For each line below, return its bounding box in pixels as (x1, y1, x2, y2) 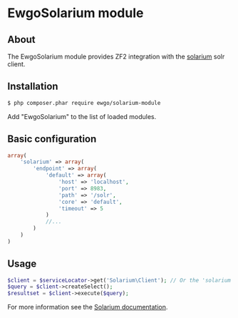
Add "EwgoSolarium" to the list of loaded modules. (7, 112, 157, 120)
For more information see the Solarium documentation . (7, 303, 168, 312)
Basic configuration (7, 133, 97, 145)
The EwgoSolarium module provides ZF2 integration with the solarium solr (7, 52, 225, 61)
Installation (7, 81, 58, 93)
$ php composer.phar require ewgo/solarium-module (7, 99, 161, 106)
